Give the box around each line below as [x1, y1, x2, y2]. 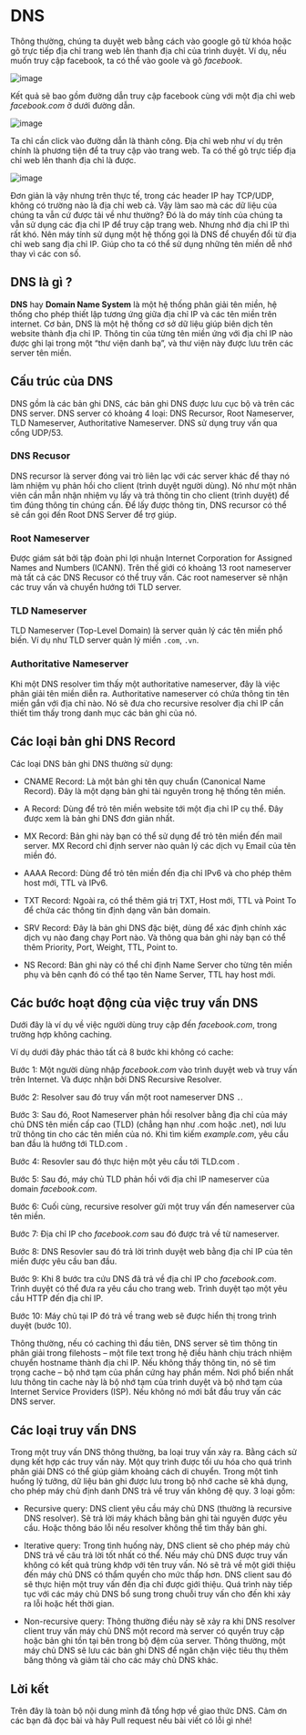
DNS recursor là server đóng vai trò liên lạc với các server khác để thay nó [10, 470, 291, 481]
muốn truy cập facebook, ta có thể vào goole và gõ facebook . [10, 55, 243, 66]
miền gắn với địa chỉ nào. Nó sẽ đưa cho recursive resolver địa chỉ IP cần [10, 697, 284, 708]
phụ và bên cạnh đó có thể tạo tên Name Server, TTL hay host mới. [23, 968, 276, 980]
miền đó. [23, 850, 57, 861]
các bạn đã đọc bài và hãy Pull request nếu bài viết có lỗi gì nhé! [10, 1715, 252, 1726]
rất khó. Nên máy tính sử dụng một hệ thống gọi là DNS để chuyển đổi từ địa [10, 229, 297, 240]
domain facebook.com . [10, 1183, 97, 1194]
